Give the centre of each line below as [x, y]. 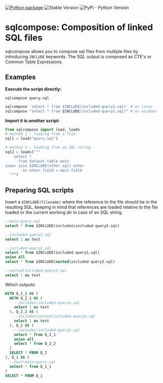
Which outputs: [20, 284]
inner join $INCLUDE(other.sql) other [45, 166]
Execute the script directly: [33, 89]
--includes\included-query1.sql [47, 303]
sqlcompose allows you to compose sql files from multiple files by [72, 51]
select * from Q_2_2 [35, 344]
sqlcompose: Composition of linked [79, 27]
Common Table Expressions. [34, 62]
